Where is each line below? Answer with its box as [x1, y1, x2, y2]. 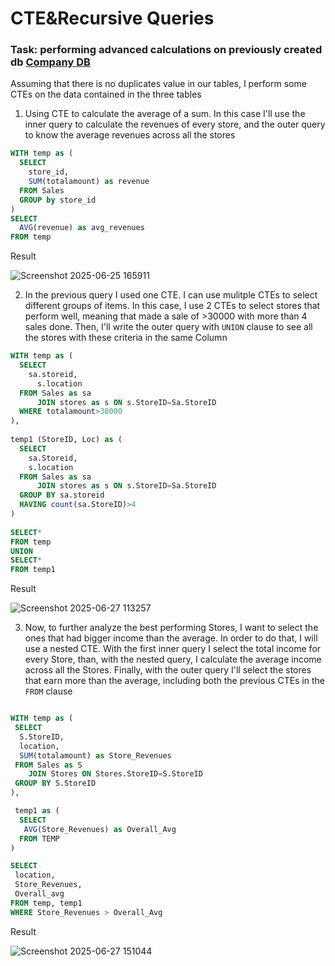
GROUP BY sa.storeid [19, 490, 105, 501]
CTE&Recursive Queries [10, 7, 215, 30]
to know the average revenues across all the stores [24, 129, 236, 141]
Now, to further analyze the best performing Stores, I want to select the [24, 622, 319, 634]
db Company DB [10, 55, 91, 69]
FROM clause [24, 685, 73, 697]
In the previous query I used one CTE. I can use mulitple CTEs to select [24, 289, 318, 301]
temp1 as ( [14, 806, 60, 816]
